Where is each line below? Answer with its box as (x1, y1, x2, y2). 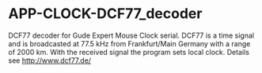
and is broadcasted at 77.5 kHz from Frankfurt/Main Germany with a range (8, 38, 251, 48)
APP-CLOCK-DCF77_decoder (8, 5, 203, 23)
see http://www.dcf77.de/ (8, 56, 92, 65)
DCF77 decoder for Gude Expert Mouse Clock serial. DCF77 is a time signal (8, 31, 255, 40)
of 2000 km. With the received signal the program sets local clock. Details (8, 47, 249, 57)
